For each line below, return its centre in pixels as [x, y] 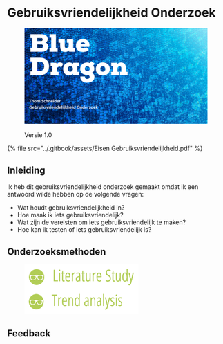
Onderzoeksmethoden [57, 252]
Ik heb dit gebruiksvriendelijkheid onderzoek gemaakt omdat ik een [103, 187]
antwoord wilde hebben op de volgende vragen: [76, 194]
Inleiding [27, 170]
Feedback [29, 334]
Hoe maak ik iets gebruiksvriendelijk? [70, 215]
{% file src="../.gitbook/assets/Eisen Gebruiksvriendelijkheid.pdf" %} [105, 148]
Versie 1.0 [38, 135]
